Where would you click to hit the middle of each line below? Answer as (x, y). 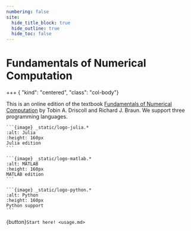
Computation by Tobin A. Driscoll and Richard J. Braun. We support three (96, 110)
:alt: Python (22, 195)
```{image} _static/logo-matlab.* (49, 159)
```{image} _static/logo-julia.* (48, 128)
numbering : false (28, 12)
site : (13, 17)
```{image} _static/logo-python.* (49, 190)
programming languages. (37, 117)
